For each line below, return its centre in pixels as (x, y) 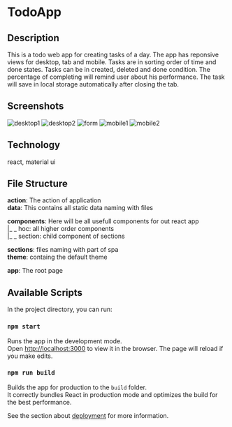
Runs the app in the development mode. (65, 341)
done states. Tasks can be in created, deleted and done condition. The (109, 69)
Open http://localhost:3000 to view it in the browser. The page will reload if (115, 348)
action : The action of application (54, 200)
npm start (24, 327)
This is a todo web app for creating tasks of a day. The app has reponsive (113, 54)
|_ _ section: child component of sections (66, 236)
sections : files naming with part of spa (63, 250)
